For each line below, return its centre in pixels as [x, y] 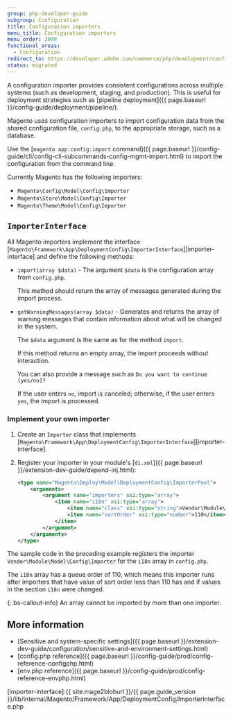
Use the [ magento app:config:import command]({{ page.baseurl [99, 149]
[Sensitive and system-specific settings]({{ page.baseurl [98, 641]
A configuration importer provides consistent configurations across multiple [115, 85]
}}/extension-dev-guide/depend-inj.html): [77, 470]
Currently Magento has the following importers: [75, 177]
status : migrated [32, 65]
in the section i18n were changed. [56, 589]
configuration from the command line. [61, 163]
